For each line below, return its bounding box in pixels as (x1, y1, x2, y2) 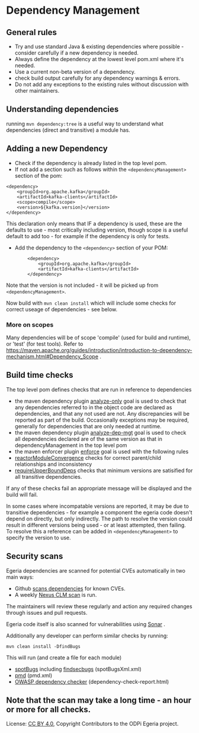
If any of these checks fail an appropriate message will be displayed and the (6, 485, 192, 492)
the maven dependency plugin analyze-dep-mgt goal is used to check (14, 429, 187, 436)
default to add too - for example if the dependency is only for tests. (6, 232, 170, 239)
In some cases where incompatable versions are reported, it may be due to (6, 503, 190, 510)
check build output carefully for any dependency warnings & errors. (14, 75, 181, 81)
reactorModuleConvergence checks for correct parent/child (14, 454, 162, 461)
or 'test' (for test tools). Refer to (6, 340, 84, 347)
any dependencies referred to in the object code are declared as (14, 403, 172, 410)
